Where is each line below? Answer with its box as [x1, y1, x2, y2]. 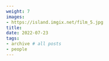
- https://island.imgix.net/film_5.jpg [6, 19, 104, 25]
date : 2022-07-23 [6, 30, 49, 36]
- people [6, 46, 28, 52]
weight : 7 [6, 8, 30, 15]
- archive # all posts [6, 41, 62, 47]
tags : [6, 35, 19, 41]
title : [6, 24, 22, 31]
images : [6, 14, 25, 20]
